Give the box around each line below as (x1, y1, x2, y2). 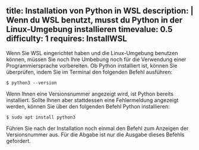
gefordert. (6, 137, 31, 144)
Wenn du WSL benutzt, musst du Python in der (6, 15, 183, 25)
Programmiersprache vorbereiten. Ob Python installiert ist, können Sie (6, 62, 178, 69)
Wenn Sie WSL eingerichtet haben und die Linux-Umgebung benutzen (6, 49, 178, 56)
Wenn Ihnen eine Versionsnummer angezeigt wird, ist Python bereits (6, 90, 174, 97)
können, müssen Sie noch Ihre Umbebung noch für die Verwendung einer (6, 56, 187, 63)
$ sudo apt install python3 (6, 114, 76, 120)
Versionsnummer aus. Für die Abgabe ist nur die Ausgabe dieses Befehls (6, 131, 185, 138)
